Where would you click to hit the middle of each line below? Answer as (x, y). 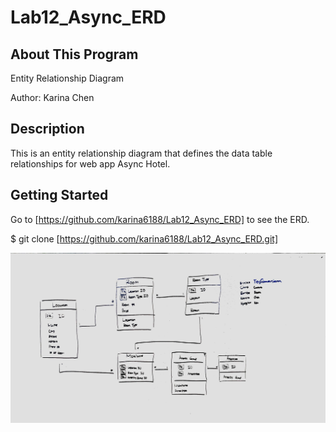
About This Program (74, 54)
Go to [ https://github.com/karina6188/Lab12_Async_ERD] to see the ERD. (160, 219)
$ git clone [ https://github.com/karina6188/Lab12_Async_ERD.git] (144, 238)
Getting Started (59, 195)
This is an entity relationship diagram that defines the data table (141, 153)
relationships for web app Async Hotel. (90, 163)
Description (47, 129)
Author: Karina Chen (52, 97)
